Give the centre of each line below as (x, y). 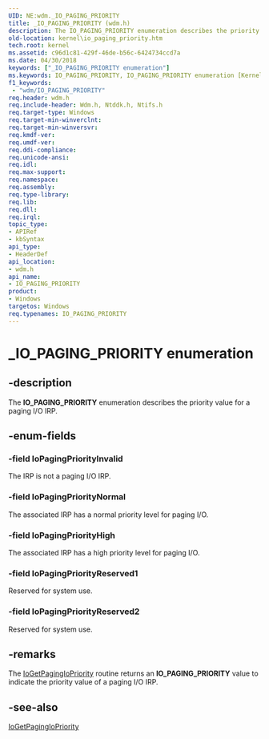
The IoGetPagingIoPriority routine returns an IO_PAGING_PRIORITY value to (133, 673)
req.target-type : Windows (51, 113)
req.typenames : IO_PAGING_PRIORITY (68, 313)
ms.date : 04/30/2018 (43, 61)
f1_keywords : (30, 83)
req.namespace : (34, 180)
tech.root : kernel (39, 46)
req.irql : (25, 217)
